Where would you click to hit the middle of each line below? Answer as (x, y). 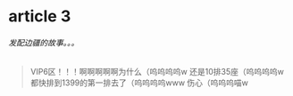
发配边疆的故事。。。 (44, 43)
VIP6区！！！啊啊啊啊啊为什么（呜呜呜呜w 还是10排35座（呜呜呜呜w (157, 72)
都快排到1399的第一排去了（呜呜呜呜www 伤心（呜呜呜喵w (139, 83)
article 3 (40, 16)
